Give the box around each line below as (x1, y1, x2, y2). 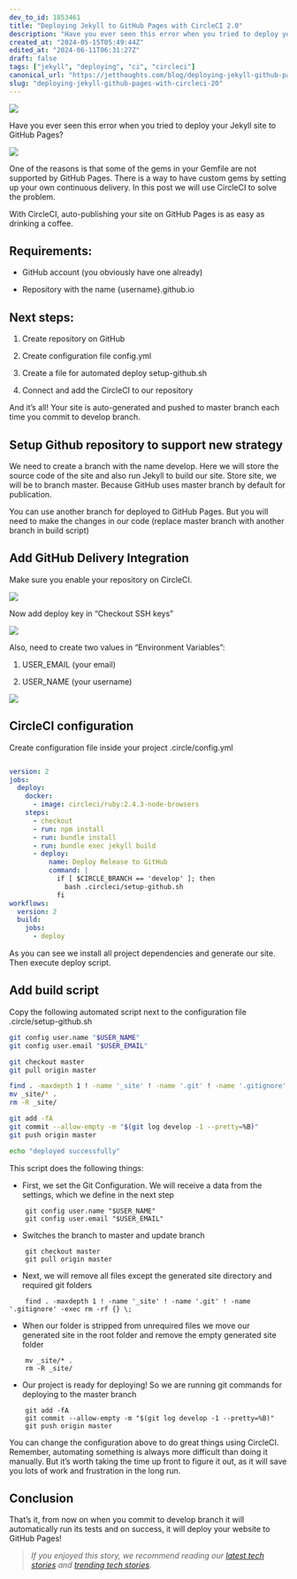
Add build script (9, 983, 99, 998)
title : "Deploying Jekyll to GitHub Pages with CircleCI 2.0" (9, 21, 243, 30)
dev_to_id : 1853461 (9, 12, 81, 22)
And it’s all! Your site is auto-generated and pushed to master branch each (9, 403, 280, 413)
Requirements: (9, 244, 93, 259)
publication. (9, 489, 52, 500)
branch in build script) (9, 525, 90, 536)
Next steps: (9, 309, 75, 324)
